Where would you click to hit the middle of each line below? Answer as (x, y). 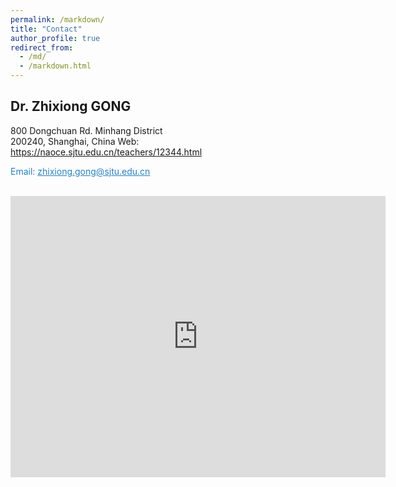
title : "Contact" (46, 29)
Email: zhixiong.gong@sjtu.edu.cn (80, 171)
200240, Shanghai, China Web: (75, 141)
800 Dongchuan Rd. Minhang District (86, 130)
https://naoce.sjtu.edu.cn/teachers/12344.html (106, 152)
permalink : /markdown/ (57, 19)
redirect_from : (42, 47)
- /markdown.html (55, 66)
